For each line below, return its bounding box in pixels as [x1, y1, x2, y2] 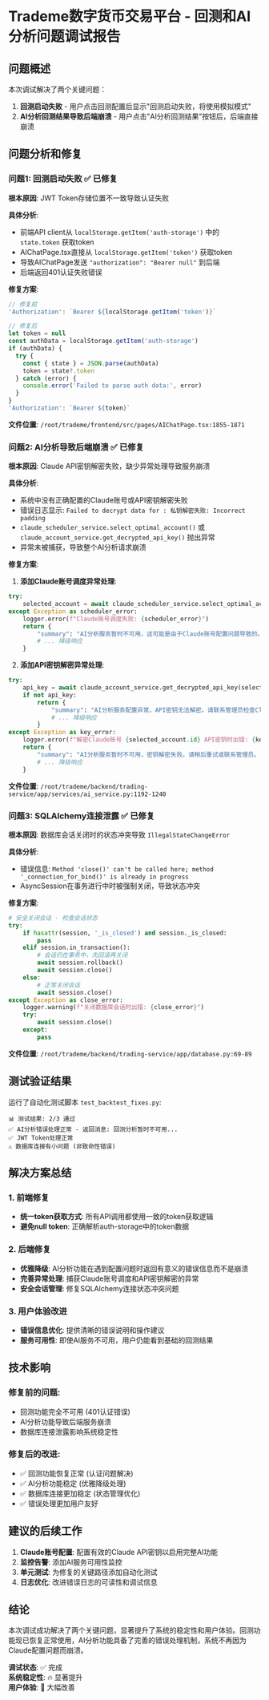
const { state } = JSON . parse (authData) [22, 359, 159, 367]
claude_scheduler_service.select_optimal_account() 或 [19, 523, 206, 532]
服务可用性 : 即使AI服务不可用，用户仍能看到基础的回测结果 [19, 1335, 214, 1345]
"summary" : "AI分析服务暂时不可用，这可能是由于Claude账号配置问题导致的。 [37, 630, 264, 638]
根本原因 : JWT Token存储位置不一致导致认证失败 [8, 193, 170, 203]
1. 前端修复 [8, 1192, 50, 1203]
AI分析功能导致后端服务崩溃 [19, 1416, 112, 1427]
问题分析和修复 [8, 147, 82, 161]
